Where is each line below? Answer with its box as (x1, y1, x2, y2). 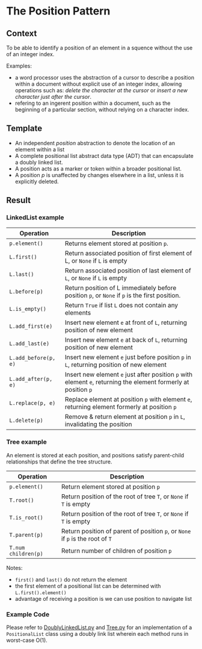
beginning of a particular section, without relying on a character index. (14, 106, 189, 113)
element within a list (14, 146, 65, 153)
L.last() (9, 271, 34, 278)
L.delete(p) (9, 417, 44, 424)
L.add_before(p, (9, 354, 56, 361)
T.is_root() (9, 514, 44, 521)
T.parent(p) (9, 531, 44, 538)
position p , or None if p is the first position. (65, 291, 181, 299)
